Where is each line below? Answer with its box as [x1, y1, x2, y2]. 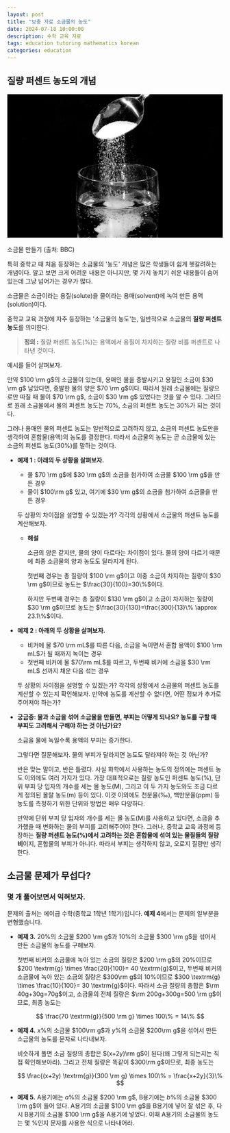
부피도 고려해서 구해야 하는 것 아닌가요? [16, 721, 122, 730]
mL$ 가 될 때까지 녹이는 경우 [27, 649, 103, 658]
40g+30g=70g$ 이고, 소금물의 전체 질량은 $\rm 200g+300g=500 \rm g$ [16, 990, 217, 998]
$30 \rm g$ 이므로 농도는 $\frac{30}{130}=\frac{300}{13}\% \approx [27, 603, 218, 611]
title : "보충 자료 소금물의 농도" [7, 18, 91, 25]
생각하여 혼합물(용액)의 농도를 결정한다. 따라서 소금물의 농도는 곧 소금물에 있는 [7, 432, 216, 441]
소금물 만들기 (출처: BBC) [7, 245, 75, 253]
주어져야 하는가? [16, 698, 62, 706]
